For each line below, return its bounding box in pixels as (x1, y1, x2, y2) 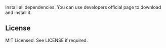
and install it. (5, 9, 32, 15)
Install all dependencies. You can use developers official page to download (5, 4, 161, 10)
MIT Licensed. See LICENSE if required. (5, 37, 88, 43)
